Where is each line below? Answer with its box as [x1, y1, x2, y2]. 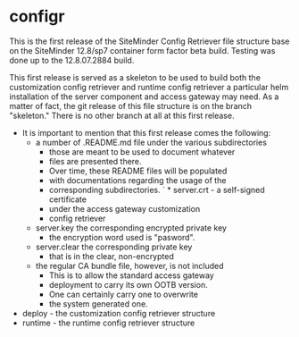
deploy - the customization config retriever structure [21, 308, 216, 318]
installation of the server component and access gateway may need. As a [9, 91, 279, 102]
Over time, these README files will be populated [48, 165, 228, 176]
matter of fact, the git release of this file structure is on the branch [9, 100, 253, 111]
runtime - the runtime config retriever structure [21, 317, 195, 328]
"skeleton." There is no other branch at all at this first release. [9, 110, 235, 121]
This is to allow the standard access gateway [48, 270, 214, 281]
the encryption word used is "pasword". [48, 232, 195, 242]
